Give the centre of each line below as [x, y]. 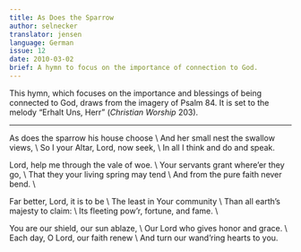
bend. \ [22, 184]
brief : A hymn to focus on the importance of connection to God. [133, 68]
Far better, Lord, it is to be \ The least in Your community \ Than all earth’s [145, 201]
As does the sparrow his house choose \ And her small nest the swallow [142, 138]
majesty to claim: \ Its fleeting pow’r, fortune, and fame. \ [114, 211]
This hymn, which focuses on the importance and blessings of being [136, 93]
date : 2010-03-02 [42, 59]
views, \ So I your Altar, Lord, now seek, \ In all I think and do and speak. [142, 147]
